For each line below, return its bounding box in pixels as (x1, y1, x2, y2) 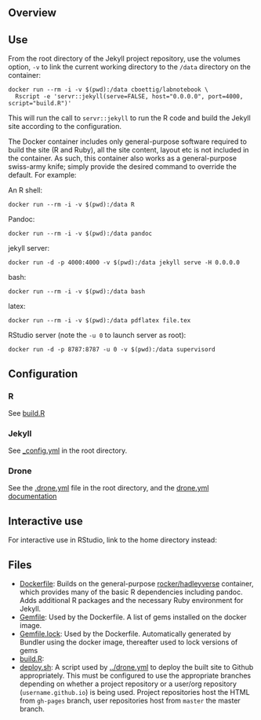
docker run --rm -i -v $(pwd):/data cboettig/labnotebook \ (8, 86, 209, 94)
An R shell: (8, 186, 43, 195)
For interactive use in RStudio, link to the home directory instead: (8, 535, 217, 545)
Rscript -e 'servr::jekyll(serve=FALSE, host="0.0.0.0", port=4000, (15, 93, 244, 101)
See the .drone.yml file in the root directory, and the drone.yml (8, 483, 209, 493)
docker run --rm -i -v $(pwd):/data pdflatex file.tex (8, 317, 191, 325)
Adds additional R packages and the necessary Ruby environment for (19, 596, 244, 605)
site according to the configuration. (8, 122, 122, 131)
